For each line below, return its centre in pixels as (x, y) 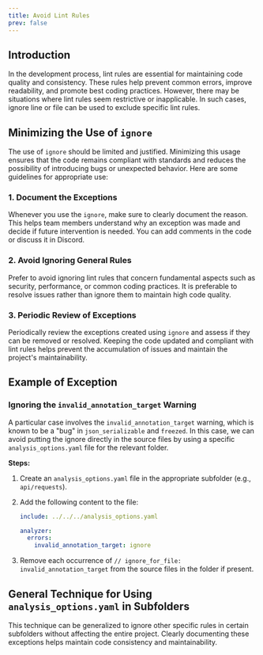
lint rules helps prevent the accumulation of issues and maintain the (118, 349)
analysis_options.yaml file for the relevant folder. (88, 447)
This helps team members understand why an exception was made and (124, 223)
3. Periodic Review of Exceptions (72, 315)
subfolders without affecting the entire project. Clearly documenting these (129, 634)
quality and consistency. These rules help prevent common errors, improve (130, 82)
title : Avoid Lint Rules (49, 15)
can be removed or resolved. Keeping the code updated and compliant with (131, 341)
